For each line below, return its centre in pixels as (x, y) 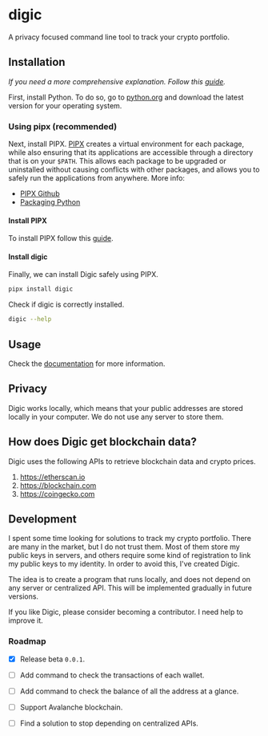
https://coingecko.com (57, 494)
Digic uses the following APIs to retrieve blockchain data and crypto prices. (132, 461)
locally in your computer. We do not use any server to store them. (116, 417)
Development (43, 519)
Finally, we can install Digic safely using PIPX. (83, 274)
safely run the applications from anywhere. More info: (97, 178)
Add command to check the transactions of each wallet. (112, 675)
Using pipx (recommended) (63, 126)
